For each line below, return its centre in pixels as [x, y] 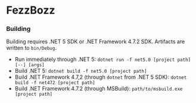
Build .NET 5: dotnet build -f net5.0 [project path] [81, 71]
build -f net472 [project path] [55, 83]
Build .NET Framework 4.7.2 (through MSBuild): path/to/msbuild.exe [99, 89]
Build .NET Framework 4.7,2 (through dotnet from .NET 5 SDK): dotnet [101, 77]
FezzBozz [31, 10]
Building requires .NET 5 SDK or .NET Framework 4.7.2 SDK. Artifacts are [96, 41]
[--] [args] [29, 65]
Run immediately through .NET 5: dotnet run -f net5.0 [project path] [103, 59]
